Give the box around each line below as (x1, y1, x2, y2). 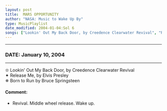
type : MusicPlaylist (5, 21, 48, 26)
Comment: (5, 89, 28, 95)
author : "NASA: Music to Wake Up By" (5, 16, 83, 21)
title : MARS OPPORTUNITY (5, 12, 59, 17)
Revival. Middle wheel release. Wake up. (12, 100, 95, 106)
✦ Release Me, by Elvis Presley (5, 72, 69, 78)
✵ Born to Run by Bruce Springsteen (5, 78, 80, 84)
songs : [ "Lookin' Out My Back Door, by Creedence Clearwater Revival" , (5, 30, 157, 35)
